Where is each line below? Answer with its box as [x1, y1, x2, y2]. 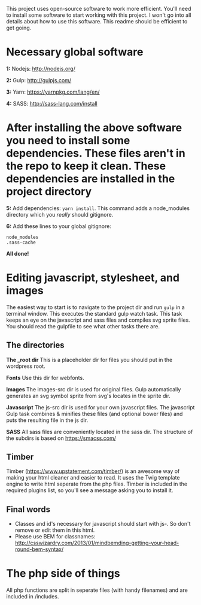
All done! [6, 250, 29, 257]
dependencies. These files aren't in [6, 146, 185, 160]
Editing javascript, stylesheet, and [6, 271, 180, 284]
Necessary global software [6, 45, 144, 59]
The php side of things [6, 567, 121, 580]
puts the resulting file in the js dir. [6, 417, 89, 424]
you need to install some [6, 134, 130, 148]
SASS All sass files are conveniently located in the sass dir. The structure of [6, 428, 193, 435]
